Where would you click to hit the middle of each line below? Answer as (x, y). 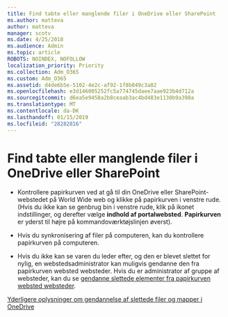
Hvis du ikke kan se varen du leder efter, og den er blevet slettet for (114, 256)
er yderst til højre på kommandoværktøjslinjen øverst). (95, 222)
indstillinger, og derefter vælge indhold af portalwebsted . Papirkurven (119, 215)
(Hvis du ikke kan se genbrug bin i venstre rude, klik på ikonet (106, 207)
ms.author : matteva (35, 20)
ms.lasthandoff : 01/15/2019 (48, 117)
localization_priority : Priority (56, 65)
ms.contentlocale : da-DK (43, 111)
